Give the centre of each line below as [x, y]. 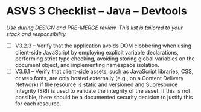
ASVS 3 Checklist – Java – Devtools [97, 11]
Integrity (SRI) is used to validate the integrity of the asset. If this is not [103, 91]
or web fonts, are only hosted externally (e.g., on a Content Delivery [99, 78]
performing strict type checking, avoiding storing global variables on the [105, 59]
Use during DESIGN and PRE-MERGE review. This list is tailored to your [94, 28]
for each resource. [38, 104]
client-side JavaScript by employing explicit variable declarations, [97, 52]
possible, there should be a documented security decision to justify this [104, 98]
